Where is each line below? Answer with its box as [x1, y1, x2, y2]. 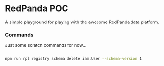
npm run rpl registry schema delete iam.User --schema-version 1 [5, 56, 142, 61]
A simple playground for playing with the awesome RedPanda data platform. [5, 19, 159, 25]
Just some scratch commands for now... [5, 43, 87, 48]
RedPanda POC [5, 3, 68, 14]
